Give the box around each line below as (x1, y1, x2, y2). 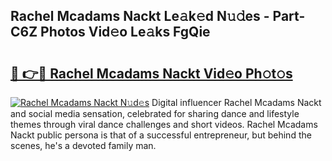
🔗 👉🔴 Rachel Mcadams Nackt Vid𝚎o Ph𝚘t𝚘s (10, 65, 293, 82)
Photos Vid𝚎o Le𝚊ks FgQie (40, 24, 211, 41)
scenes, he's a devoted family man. (10, 140, 157, 151)
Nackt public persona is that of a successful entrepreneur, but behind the (10, 129, 312, 141)
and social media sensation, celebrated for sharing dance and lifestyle (10, 108, 300, 119)
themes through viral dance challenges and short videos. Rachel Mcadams (10, 119, 318, 130)
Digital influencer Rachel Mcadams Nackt (151, 97, 322, 108)
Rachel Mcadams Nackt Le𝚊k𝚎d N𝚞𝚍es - (10, 8, 270, 25)
